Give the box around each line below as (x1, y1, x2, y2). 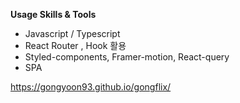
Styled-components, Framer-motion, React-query (24, 51, 230, 63)
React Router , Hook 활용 (24, 40, 127, 51)
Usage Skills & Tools (10, 9, 97, 20)
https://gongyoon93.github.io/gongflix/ (10, 81, 172, 93)
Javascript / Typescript (24, 28, 121, 39)
